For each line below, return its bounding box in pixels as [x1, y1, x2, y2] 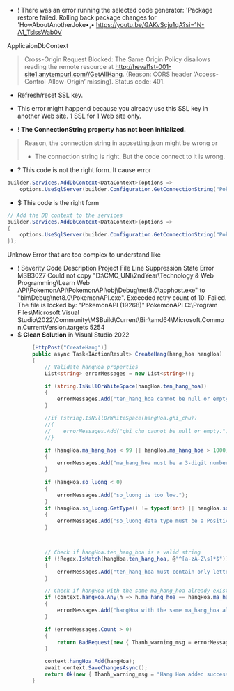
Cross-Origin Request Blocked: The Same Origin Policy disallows [24, 55, 211, 63]
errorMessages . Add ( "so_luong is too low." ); [56, 492, 189, 499]
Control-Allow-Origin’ [24, 77, 86, 86]
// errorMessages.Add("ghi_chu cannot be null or [44, 427, 201, 434]
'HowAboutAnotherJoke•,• [17, 21, 95, 29]
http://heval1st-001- [114, 63, 172, 70]
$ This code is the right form [17, 198, 100, 206]
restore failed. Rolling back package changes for [17, 13, 157, 22]
